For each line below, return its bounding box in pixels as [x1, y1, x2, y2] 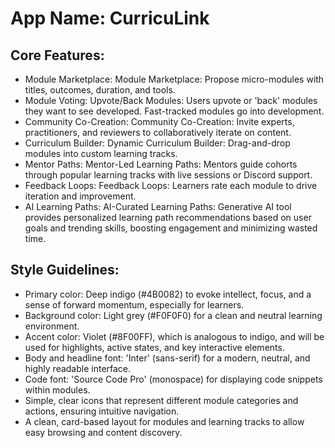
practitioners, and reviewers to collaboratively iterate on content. [24, 127, 292, 138]
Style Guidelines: [10, 262, 120, 279]
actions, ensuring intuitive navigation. [24, 405, 180, 417]
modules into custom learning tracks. [24, 148, 178, 159]
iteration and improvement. [24, 190, 137, 202]
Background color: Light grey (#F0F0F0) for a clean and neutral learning [24, 309, 323, 321]
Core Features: [10, 47, 105, 64]
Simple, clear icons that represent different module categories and [24, 394, 299, 406]
